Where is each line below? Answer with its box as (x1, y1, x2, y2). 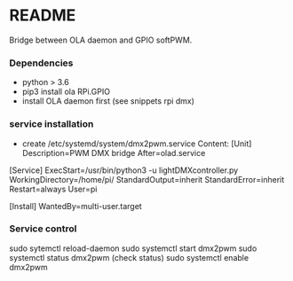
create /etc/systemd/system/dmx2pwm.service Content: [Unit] (21, 138, 252, 149)
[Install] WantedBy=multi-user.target (9, 200, 142, 211)
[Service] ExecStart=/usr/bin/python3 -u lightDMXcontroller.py (9, 165, 239, 176)
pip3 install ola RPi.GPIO (21, 86, 111, 98)
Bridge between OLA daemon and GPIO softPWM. (9, 35, 193, 45)
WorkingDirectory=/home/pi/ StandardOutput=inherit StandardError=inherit (9, 174, 285, 184)
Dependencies (9, 57, 74, 69)
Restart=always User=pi (9, 183, 98, 194)
